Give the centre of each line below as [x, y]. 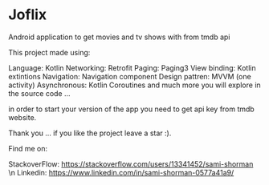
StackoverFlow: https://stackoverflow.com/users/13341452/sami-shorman [131, 164]
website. [22, 117]
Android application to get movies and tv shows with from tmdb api [119, 37]
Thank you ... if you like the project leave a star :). [90, 133]
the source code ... [39, 93]
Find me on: [28, 148]
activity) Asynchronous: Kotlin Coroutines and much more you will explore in [134, 85]
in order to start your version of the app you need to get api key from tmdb [131, 109]
